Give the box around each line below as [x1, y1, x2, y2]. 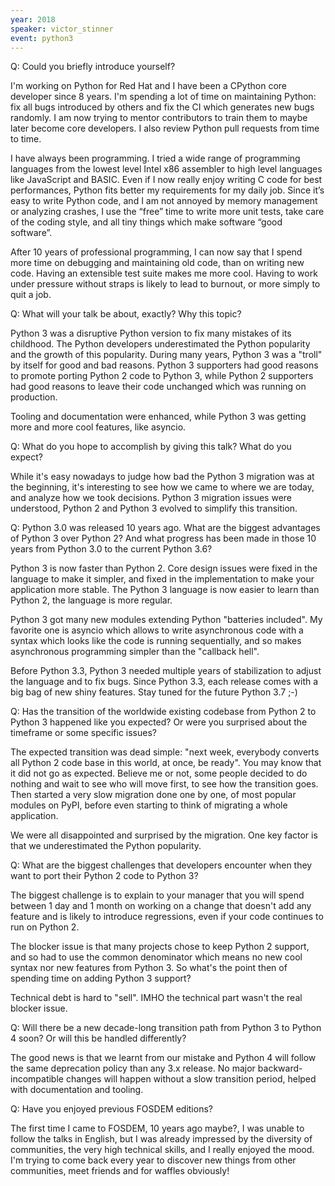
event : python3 [10, 33, 74, 43]
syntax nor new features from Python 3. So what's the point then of [10, 962, 288, 974]
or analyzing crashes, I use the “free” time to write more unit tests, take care [10, 206, 325, 218]
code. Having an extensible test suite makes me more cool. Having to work [10, 267, 318, 280]
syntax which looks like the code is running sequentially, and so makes [10, 635, 302, 647]
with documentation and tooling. [10, 1084, 144, 1096]
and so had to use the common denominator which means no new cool [10, 951, 303, 963]
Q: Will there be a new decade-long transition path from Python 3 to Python [10, 1022, 322, 1034]
